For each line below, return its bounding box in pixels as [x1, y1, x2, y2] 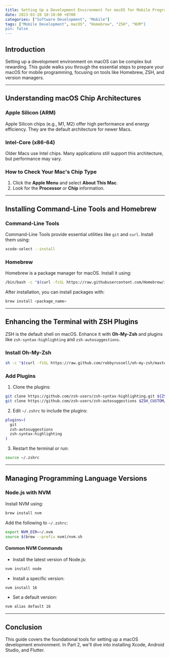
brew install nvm [5, 510, 42, 516]
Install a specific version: [12, 575, 65, 582]
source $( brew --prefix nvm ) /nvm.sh [5, 534, 82, 539]
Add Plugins [5, 372, 36, 379]
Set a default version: [12, 594, 57, 600]
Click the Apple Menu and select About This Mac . [12, 180, 118, 186]
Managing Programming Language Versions [5, 474, 147, 483]
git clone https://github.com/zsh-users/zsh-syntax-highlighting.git [5, 394, 155, 399]
